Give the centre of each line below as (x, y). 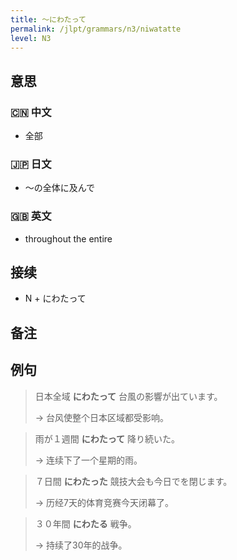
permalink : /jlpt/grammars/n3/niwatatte (96, 29)
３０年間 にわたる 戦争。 (85, 523)
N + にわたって (55, 298)
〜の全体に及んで (60, 188)
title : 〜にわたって (48, 19)
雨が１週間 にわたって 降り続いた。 (107, 438)
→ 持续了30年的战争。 (81, 545)
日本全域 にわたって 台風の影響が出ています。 (128, 396)
